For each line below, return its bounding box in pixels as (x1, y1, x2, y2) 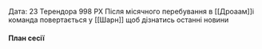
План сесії (8, 33, 46, 43)
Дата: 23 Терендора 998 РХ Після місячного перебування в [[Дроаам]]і (8, 7, 254, 16)
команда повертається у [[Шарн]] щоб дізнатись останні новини (8, 15, 229, 24)
